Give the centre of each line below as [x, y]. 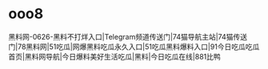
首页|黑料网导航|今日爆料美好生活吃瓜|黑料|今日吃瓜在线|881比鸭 [115, 56]
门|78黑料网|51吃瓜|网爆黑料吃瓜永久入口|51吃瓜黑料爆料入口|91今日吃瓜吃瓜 [134, 46]
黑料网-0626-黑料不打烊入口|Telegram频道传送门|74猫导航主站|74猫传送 [128, 36]
